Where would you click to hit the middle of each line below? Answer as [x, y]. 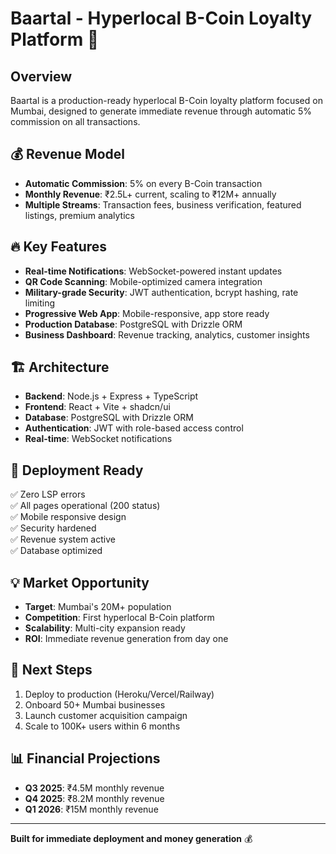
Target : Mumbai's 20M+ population [98, 607]
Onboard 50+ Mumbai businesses [95, 704]
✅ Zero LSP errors [48, 494]
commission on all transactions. [75, 121]
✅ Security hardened [53, 528]
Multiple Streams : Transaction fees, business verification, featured [163, 204]
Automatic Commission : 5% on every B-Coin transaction [143, 183]
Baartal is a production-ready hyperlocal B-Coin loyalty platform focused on [166, 100]
